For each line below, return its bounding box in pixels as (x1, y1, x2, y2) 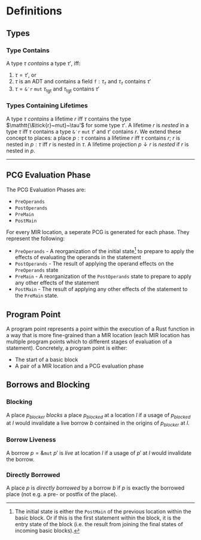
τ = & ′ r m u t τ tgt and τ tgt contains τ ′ (14, 85, 100, 94)
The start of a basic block (14, 356, 78, 364)
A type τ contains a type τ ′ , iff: (6, 59, 81, 67)
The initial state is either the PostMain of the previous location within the (14, 508, 191, 515)
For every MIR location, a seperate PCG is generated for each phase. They (6, 228, 190, 235)
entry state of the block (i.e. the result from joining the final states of (14, 520, 184, 527)
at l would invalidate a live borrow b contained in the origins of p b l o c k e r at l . (6, 419, 190, 428)
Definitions (6, 4, 63, 18)
